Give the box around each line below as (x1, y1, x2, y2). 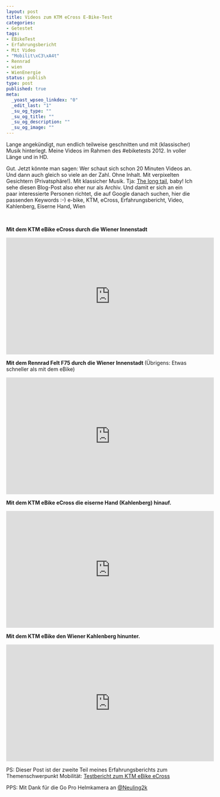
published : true (6, 86, 46, 92)
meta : (6, 91, 20, 97)
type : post (6, 81, 33, 87)
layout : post (6, 8, 39, 15)
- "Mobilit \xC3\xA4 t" (6, 53, 60, 59)
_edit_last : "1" (11, 102, 52, 109)
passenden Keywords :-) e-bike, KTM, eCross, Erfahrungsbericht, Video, (6, 196, 184, 204)
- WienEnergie (6, 69, 42, 75)
